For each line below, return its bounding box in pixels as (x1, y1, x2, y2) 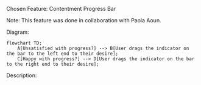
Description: (6, 72, 37, 79)
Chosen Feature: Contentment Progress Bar (6, 5, 116, 12)
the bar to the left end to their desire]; (6, 51, 119, 57)
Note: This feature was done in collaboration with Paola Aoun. (6, 17, 161, 24)
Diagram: (6, 28, 29, 36)
